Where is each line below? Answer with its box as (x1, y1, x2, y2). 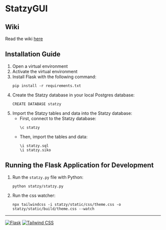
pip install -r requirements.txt (12, 83, 82, 88)
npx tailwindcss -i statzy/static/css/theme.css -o (12, 202, 121, 207)
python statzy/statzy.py (12, 184, 64, 188)
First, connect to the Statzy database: (19, 115, 96, 121)
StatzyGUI (5, 3, 48, 14)
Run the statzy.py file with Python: (12, 174, 83, 180)
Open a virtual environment (12, 63, 68, 69)
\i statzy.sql (19, 143, 49, 148)
